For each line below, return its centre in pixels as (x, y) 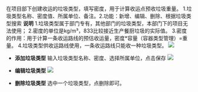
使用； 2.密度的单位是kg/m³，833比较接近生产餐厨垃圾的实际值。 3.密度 (99, 31)
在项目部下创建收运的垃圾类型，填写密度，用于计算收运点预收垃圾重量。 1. (96, 9)
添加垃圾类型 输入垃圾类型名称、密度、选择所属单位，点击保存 (90, 58)
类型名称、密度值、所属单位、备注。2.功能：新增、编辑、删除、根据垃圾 (99, 16)
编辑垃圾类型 (30, 70)
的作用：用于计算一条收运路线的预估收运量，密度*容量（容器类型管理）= (94, 38)
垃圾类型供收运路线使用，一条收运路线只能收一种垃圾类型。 (95, 45)
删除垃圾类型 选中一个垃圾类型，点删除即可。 (70, 83)
